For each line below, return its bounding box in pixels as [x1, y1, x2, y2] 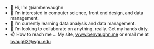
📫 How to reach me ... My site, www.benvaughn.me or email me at [10, 31, 149, 37]
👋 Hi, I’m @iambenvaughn [10, 5, 64, 10]
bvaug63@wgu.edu [10, 39, 51, 44]
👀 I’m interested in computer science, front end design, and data [10, 10, 143, 16]
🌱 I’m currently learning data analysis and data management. [10, 20, 136, 26]
